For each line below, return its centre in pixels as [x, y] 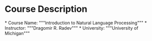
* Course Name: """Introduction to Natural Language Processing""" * [76, 23]
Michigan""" [17, 33]
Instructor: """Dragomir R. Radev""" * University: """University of [71, 28]
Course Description [46, 9]
